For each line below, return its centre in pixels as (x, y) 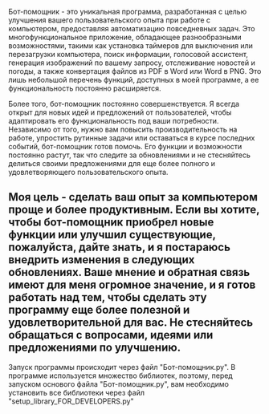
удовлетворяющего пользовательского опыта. (88, 172)
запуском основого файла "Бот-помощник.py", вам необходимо (118, 384)
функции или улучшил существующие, (112, 235)
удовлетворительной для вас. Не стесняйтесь (131, 323)
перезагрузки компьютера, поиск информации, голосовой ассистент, (128, 54)
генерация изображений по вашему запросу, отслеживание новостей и (132, 63)
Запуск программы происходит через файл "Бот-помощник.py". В (122, 367)
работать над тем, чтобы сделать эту (108, 297)
